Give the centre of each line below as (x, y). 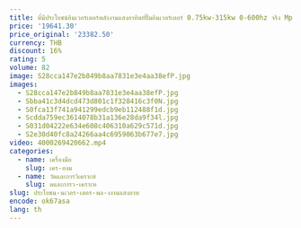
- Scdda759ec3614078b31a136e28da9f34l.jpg (98, 118)
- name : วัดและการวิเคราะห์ (57, 176)
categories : (31, 151)
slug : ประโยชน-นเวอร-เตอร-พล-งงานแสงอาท (74, 193)
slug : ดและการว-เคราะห (61, 185)
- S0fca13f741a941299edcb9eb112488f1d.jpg (98, 110)
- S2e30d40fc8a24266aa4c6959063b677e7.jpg (98, 135)
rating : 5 (28, 59)
